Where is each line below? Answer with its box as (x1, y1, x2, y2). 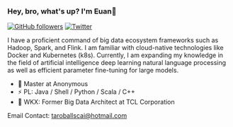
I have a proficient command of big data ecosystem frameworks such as (7, 36, 219, 44)
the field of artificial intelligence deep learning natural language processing (7, 59, 227, 67)
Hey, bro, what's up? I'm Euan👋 (7, 6, 117, 16)
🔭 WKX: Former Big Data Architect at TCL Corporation (17, 98, 175, 107)
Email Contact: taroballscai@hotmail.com (7, 111, 127, 120)
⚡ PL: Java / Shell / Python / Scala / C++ (17, 87, 136, 96)
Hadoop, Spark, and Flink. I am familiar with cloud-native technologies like (7, 44, 225, 52)
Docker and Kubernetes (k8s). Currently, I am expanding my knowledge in (7, 51, 224, 59)
